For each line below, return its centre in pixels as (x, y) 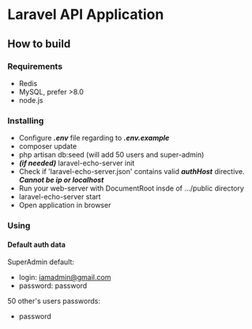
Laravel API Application (86, 15)
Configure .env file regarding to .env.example (94, 138)
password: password (53, 286)
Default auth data (37, 244)
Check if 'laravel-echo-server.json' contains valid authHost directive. (132, 172)
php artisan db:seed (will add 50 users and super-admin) (111, 155)
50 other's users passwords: (54, 301)
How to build (39, 44)
